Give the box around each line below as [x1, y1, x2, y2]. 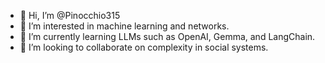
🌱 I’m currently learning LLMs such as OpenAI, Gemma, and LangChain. [19, 31, 316, 42]
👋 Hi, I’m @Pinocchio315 [19, 10, 121, 21]
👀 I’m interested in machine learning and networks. [19, 20, 230, 32]
